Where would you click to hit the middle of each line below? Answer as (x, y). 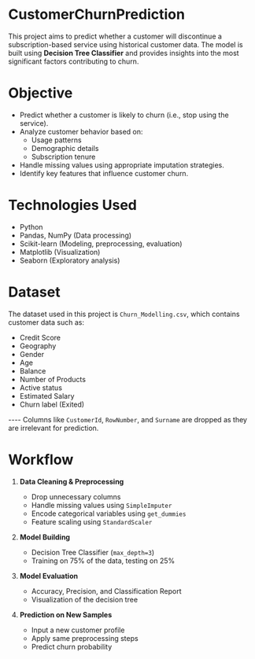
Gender (32, 354)
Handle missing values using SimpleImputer (102, 505)
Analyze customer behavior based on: (81, 131)
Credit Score (40, 337)
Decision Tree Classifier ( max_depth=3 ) (93, 552)
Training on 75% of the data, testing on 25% (103, 561)
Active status (41, 388)
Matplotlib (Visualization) (60, 252)
